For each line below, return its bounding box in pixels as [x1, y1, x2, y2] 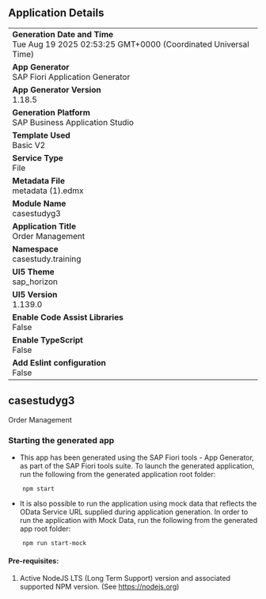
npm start [22, 484, 55, 493]
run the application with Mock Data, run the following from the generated [19, 515, 258, 525]
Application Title [12, 221, 77, 232]
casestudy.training [12, 253, 82, 264]
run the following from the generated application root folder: [19, 469, 216, 479]
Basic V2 [12, 139, 46, 150]
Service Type [12, 152, 63, 163]
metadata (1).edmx [12, 185, 85, 196]
